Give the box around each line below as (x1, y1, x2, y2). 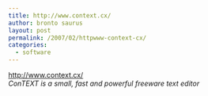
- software (15, 48, 51, 56)
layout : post (8, 26, 51, 34)
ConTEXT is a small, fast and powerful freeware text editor (8, 79, 200, 88)
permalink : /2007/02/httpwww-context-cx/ (8, 33, 147, 42)
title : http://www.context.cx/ (8, 11, 112, 20)
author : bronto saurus (8, 19, 83, 27)
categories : (8, 41, 47, 49)
